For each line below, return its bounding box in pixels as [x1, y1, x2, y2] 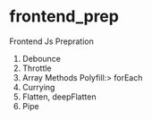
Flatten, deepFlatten [21, 91, 97, 102]
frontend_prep [9, 6, 119, 27]
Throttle [21, 63, 52, 73]
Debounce [21, 53, 61, 64]
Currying [21, 81, 55, 92]
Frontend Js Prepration [9, 36, 94, 47]
